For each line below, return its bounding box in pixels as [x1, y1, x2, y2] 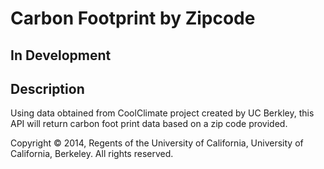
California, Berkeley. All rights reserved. [10, 148, 174, 160]
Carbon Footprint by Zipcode [10, 7, 256, 30]
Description [10, 80, 85, 97]
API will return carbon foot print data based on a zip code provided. [10, 118, 288, 130]
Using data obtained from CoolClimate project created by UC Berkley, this [10, 107, 315, 119]
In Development [10, 47, 112, 64]
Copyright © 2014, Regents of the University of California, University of [10, 137, 304, 149]
